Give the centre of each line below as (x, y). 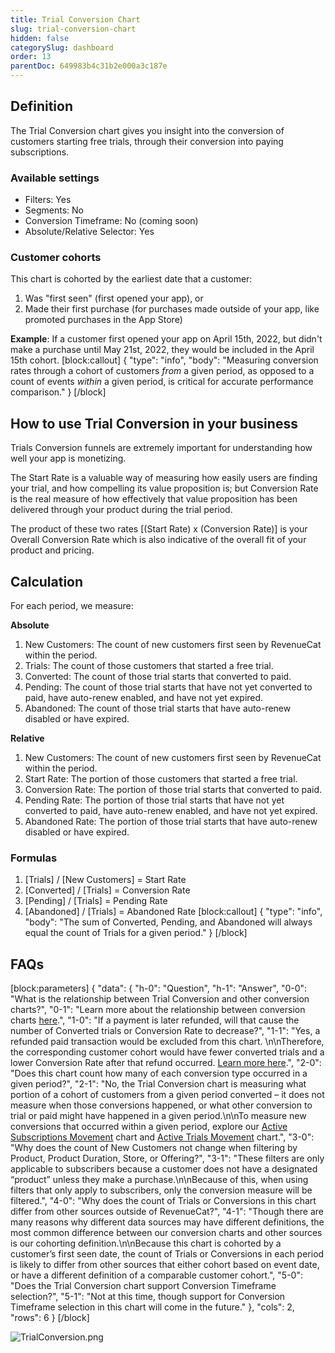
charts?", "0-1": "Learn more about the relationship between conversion (158, 1010)
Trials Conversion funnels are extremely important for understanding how (161, 448)
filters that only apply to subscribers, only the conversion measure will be (161, 1190)
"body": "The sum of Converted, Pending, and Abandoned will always (168, 922)
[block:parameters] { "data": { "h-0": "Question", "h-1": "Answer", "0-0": (159, 988)
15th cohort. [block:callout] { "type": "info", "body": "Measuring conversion (164, 360)
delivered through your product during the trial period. (121, 510)
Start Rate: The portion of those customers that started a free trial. (161, 779)
